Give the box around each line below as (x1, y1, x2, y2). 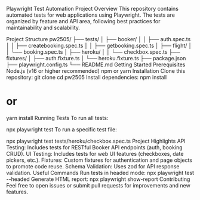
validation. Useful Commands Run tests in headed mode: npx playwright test (6, 169, 195, 176)
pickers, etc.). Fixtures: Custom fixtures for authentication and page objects (6, 156, 193, 164)
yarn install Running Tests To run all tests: (6, 114, 109, 121)
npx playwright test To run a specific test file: (6, 125, 118, 133)
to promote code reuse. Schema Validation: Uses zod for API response (6, 162, 180, 170)
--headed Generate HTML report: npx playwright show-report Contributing (6, 176, 190, 183)
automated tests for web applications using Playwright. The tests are (6, 11, 175, 19)
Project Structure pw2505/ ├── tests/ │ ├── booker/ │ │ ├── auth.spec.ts (6, 36, 191, 42)
